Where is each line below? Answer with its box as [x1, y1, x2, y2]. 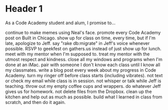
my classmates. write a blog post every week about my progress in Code [5, 67, 156, 73]
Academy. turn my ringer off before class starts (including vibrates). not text [5, 72, 163, 78]
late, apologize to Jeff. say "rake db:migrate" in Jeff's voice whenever [5, 40, 150, 46]
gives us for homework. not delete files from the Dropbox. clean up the [5, 88, 152, 94]
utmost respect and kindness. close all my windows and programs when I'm [5, 56, 162, 62]
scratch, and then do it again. [5, 99, 66, 105]
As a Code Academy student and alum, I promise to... [5, 20, 116, 26]
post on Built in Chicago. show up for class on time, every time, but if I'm [5, 35, 156, 41]
